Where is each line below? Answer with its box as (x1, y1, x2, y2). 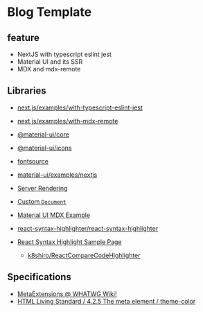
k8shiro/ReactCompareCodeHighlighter (27, 251, 141, 259)
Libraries (7, 85, 46, 97)
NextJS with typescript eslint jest (17, 50, 112, 58)
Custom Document (17, 197, 67, 205)
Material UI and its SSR (17, 58, 83, 66)
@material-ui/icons (17, 144, 72, 152)
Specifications (7, 271, 71, 283)
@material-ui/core (17, 130, 69, 139)
